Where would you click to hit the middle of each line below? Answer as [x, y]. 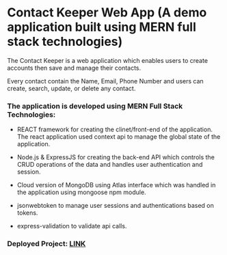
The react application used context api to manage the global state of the [119, 137]
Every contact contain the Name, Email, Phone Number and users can [105, 81]
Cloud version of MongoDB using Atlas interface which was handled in [116, 185]
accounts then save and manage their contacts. [74, 68]
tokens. [27, 213]
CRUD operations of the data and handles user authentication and [110, 165]
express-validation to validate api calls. [72, 226]
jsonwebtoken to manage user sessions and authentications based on [115, 206]
